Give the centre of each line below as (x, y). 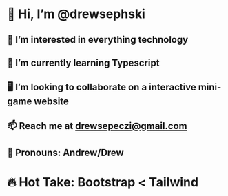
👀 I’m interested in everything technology (98, 40)
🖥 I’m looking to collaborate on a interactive (102, 87)
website (51, 102)
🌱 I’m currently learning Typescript (83, 62)
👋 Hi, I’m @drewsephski (76, 14)
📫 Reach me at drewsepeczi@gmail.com (97, 126)
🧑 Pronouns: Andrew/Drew (65, 153)
